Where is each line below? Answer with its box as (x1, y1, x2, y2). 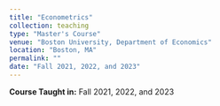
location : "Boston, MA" (9, 46, 98, 55)
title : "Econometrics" (9, 12, 93, 22)
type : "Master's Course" (9, 29, 101, 38)
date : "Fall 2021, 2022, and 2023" (9, 63, 141, 72)
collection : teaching (9, 21, 90, 30)
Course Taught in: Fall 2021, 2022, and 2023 (9, 86, 175, 97)
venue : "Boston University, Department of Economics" (9, 37, 213, 47)
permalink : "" (9, 54, 62, 63)
